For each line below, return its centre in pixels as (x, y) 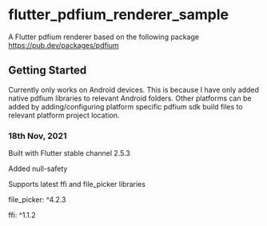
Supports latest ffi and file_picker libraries (77, 184)
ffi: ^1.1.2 (22, 215)
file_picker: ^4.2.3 (37, 200)
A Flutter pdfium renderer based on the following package (104, 37)
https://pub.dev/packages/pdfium (64, 45)
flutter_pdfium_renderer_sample (119, 15)
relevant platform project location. (64, 115)
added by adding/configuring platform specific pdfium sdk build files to (126, 106)
